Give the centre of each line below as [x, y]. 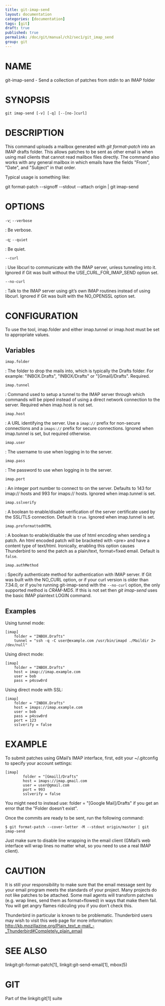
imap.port [15, 479]
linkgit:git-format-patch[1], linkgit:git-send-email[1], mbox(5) [66, 964]
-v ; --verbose [19, 220]
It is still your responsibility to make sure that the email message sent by [78, 884]
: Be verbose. [19, 230]
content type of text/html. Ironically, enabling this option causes [70, 546]
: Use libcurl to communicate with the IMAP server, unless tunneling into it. [81, 267]
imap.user [15, 443]
